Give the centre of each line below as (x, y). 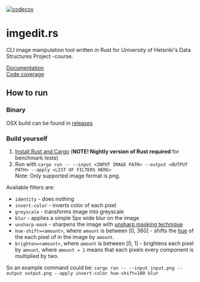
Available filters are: (30, 187)
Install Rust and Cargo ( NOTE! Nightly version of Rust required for (97, 151)
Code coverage (25, 74)
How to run (27, 93)
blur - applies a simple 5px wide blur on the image (77, 217)
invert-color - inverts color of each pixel (65, 205)
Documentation (25, 68)
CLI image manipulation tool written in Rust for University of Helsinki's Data (99, 50)
